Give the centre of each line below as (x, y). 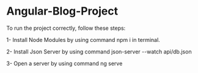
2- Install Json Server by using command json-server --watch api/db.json (99, 51)
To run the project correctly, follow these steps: (66, 28)
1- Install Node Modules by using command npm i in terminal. (83, 40)
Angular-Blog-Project (62, 11)
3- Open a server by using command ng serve (64, 63)
